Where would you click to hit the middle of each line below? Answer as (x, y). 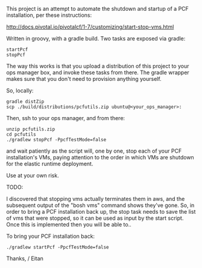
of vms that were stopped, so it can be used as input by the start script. (95, 218)
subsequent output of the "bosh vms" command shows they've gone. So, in (100, 205)
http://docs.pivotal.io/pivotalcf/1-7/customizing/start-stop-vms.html (90, 27)
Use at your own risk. (33, 175)
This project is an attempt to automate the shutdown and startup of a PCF (97, 9)
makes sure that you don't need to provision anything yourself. (84, 79)
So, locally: (20, 91)
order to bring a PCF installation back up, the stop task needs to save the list (101, 212)
